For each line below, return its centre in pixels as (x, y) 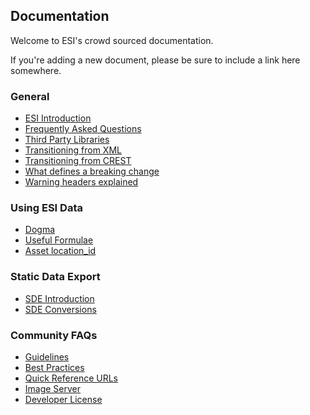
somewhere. (36, 70)
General (30, 96)
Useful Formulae (59, 240)
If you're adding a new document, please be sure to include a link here (155, 60)
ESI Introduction (58, 118)
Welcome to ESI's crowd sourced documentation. (112, 40)
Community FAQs (54, 335)
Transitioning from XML (73, 150)
